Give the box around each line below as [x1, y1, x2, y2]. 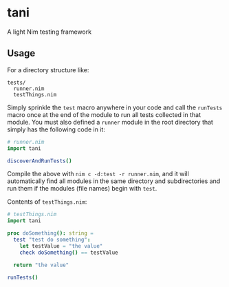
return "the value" [13, 262, 69, 268]
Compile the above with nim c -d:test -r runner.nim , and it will [7, 170, 189, 178]
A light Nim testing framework [7, 28, 91, 36]
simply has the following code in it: [7, 125, 105, 134]
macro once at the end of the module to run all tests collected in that [7, 110, 201, 118]
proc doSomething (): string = [7, 230, 94, 237]
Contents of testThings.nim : [7, 198, 87, 206]
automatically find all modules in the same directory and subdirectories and [7, 177, 221, 185]
